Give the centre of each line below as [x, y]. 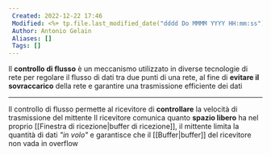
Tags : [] [27, 46]
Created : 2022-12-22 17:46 [57, 16]
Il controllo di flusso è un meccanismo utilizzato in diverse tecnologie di [128, 69]
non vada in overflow [44, 144]
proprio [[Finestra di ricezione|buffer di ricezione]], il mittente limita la [124, 127]
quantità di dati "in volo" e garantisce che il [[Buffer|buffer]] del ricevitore [130, 135]
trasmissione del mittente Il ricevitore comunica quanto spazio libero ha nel [133, 118]
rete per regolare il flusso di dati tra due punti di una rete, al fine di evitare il [134, 77]
